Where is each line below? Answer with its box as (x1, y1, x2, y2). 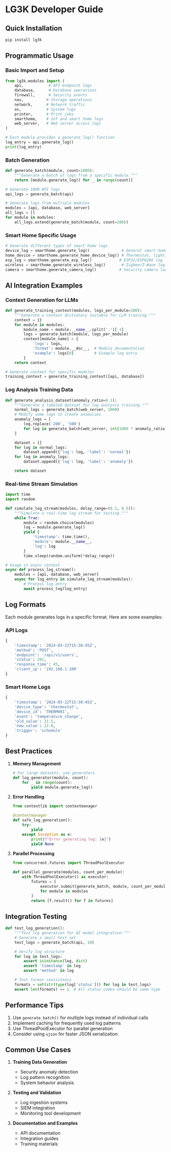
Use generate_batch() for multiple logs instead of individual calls (12, 1014, 149, 1020)
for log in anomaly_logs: (14, 454, 70, 459)
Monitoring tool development (20, 1110, 81, 1116)
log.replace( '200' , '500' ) (23, 422, 81, 427)
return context (14, 360, 47, 365)
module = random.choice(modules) (23, 520, 95, 525)
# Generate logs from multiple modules (5, 200, 90, 206)
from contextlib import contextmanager (12, 804, 98, 809)
